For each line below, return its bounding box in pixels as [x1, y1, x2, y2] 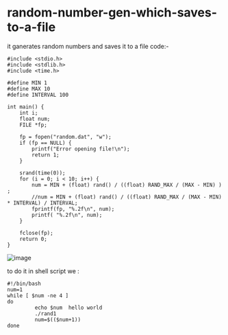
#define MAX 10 [7, 85, 51, 92]
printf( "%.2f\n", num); [31, 211, 103, 218]
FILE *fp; [19, 122, 48, 128]
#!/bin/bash [7, 280, 41, 287]
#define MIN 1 [7, 79, 48, 86]
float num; [19, 115, 51, 122]
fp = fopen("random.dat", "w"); [19, 133, 112, 140]
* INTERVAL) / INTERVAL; [7, 199, 78, 207]
